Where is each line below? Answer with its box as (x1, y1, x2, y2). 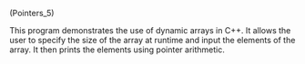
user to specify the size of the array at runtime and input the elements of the (9, 35, 296, 45)
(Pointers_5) (9, 8, 55, 18)
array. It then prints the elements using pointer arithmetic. (9, 44, 226, 55)
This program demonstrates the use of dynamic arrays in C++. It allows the (9, 25, 291, 35)
